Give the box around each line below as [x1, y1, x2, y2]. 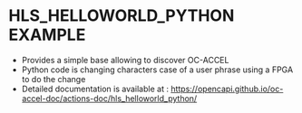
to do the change [21, 73, 86, 84]
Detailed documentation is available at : [21, 83, 170, 94]
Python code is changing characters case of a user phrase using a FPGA [21, 64, 294, 75]
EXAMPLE [8, 24, 86, 45]
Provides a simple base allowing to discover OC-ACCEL [21, 54, 229, 65]
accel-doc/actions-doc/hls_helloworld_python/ [21, 92, 198, 104]
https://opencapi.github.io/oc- [170, 83, 284, 94]
